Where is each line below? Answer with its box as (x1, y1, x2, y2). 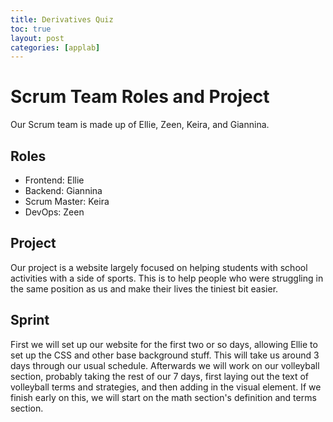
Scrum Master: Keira (24, 196, 110, 207)
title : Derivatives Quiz (10, 14, 114, 25)
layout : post (10, 33, 65, 43)
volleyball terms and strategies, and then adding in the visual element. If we (10, 381, 322, 393)
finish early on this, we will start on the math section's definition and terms (10, 391, 317, 403)
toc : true (10, 24, 52, 34)
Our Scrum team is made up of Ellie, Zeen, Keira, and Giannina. (10, 119, 270, 131)
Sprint (10, 312, 50, 329)
